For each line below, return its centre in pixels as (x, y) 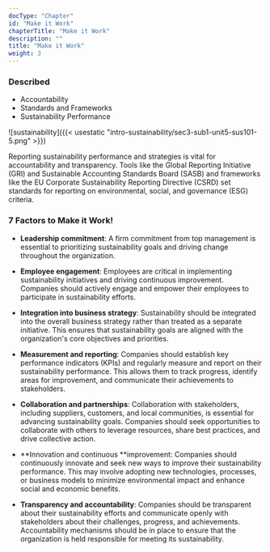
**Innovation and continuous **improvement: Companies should (128, 454)
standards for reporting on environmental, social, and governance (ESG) (129, 191)
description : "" (36, 38)
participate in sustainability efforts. (78, 297)
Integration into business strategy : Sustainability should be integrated (138, 312)
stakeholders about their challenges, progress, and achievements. (130, 521)
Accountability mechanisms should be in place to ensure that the (128, 530)
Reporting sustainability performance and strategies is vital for (112, 157)
